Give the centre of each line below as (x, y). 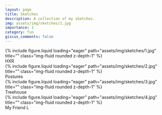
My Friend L (17, 107)
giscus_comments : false (29, 37)
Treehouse (16, 92)
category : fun (20, 32)
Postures (14, 77)
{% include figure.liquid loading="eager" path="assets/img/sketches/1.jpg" (81, 50)
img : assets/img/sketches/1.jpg (38, 23)
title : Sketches (22, 14)
